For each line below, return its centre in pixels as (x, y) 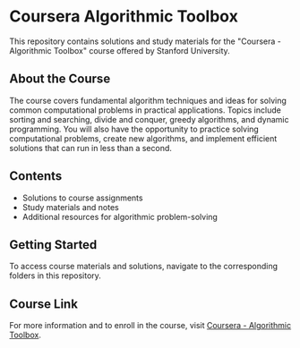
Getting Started (53, 245)
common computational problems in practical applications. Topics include (146, 110)
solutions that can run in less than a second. (91, 148)
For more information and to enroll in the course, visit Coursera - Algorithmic (150, 326)
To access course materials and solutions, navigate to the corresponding (144, 267)
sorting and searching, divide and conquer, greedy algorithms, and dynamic (149, 119)
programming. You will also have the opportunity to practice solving (134, 129)
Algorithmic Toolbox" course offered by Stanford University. (120, 50)
